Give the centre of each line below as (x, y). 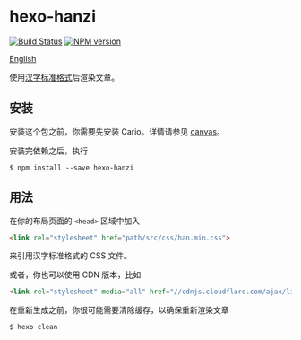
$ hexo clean (34, 327)
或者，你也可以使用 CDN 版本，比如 (75, 275)
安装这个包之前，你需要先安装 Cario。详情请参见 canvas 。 (117, 131)
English (23, 58)
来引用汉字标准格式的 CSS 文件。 (71, 256)
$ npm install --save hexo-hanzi (72, 168)
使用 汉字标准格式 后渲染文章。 (64, 77)
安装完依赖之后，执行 (48, 151)
